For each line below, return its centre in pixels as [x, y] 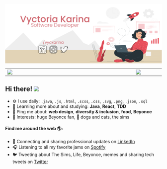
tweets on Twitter [30, 162]
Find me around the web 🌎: [34, 129]
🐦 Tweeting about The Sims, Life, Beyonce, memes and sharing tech [83, 154]
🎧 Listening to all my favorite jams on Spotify [59, 147]
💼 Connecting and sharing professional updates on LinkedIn [74, 141]
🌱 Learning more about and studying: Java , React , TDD [69, 106]
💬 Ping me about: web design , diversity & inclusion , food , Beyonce [82, 111]
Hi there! [19, 89]
